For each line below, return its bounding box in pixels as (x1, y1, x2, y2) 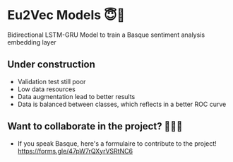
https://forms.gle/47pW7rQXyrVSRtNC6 (17, 146, 133, 155)
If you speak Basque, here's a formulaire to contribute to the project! (17, 139, 217, 148)
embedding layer (7, 37, 56, 46)
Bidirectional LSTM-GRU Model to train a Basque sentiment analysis (7, 30, 205, 39)
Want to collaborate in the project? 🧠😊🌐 (7, 120, 183, 132)
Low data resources (17, 85, 76, 93)
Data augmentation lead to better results (17, 92, 136, 100)
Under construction (7, 59, 95, 71)
